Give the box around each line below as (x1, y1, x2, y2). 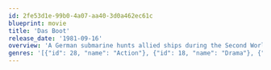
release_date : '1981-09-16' (8, 34, 103, 43)
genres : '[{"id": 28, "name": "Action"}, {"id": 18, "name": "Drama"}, (8, 49, 254, 57)
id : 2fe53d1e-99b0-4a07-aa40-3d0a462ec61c (8, 11, 153, 20)
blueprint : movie (8, 19, 67, 27)
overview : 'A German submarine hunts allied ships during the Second (8, 42, 248, 50)
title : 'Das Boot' (8, 27, 70, 35)
